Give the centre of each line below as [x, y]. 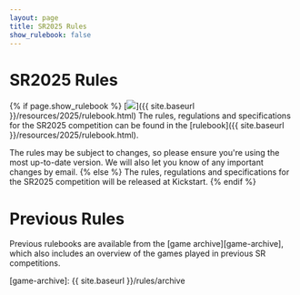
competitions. [35, 263]
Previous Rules [67, 219]
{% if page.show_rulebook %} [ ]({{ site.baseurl [102, 107]
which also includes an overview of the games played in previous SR [138, 254]
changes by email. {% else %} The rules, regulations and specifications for [150, 172]
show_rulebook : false [50, 35]
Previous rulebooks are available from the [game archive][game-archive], [146, 244]
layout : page [34, 18]
